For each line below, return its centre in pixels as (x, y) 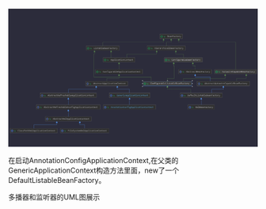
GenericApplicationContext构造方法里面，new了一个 (94, 170)
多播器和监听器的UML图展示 (54, 197)
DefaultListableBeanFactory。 (57, 180)
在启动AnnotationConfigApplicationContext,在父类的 (93, 161)
